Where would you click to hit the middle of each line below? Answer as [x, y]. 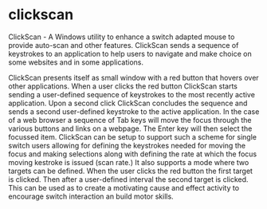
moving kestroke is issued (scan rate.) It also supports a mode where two [129, 162]
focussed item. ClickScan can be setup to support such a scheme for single [133, 136]
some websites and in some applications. [76, 62]
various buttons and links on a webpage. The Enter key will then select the [130, 128]
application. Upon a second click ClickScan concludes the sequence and [128, 103]
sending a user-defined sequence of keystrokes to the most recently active [132, 94]
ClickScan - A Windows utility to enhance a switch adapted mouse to [122, 37]
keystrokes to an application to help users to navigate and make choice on [130, 53]
